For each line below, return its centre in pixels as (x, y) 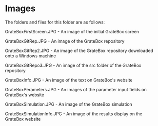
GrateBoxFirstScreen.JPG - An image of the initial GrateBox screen (72, 31)
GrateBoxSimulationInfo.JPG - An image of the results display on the (74, 114)
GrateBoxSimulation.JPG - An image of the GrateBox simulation (69, 104)
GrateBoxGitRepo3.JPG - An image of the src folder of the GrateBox (73, 65)
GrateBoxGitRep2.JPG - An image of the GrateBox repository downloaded (79, 50)
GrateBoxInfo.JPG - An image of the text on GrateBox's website (69, 80)
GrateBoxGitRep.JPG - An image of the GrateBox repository (65, 41)
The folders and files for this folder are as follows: (55, 22)
